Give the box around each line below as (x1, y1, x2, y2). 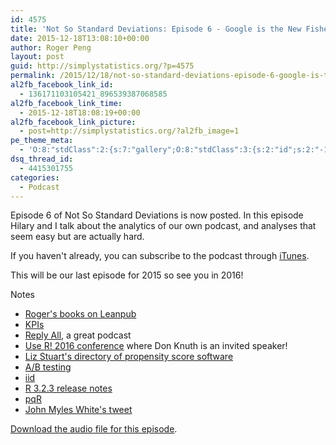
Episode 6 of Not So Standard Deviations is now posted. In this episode (10, 209, 304, 221)
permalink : (10, 71, 56, 81)
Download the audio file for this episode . (10, 423, 178, 435)
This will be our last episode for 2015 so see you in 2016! (10, 269, 244, 281)
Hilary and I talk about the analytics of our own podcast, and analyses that (10, 220, 317, 232)
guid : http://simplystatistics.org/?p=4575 (10, 61, 195, 71)
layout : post (10, 52, 65, 62)
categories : (10, 172, 60, 183)
